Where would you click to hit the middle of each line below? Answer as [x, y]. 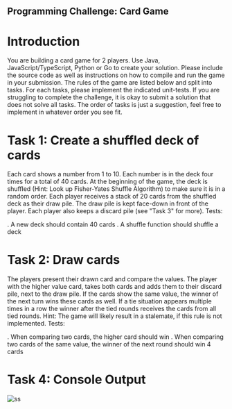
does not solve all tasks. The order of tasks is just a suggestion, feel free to [114, 105]
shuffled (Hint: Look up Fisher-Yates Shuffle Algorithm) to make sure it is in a [116, 189]
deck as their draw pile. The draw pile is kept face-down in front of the [108, 203]
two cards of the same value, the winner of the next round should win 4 [109, 344]
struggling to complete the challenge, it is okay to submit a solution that [109, 97]
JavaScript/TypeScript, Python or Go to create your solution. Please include [115, 68]
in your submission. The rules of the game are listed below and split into [110, 83]
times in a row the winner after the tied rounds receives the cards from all [112, 309]
